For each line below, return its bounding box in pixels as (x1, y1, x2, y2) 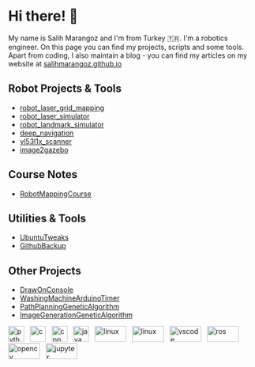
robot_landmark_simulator (19, 119, 105, 129)
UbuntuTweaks (19, 233, 69, 242)
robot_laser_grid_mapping (19, 103, 105, 112)
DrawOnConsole (19, 285, 73, 295)
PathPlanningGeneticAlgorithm (19, 302, 120, 312)
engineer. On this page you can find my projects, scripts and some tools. (8, 42, 245, 51)
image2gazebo (19, 145, 69, 154)
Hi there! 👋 (8, 7, 79, 25)
